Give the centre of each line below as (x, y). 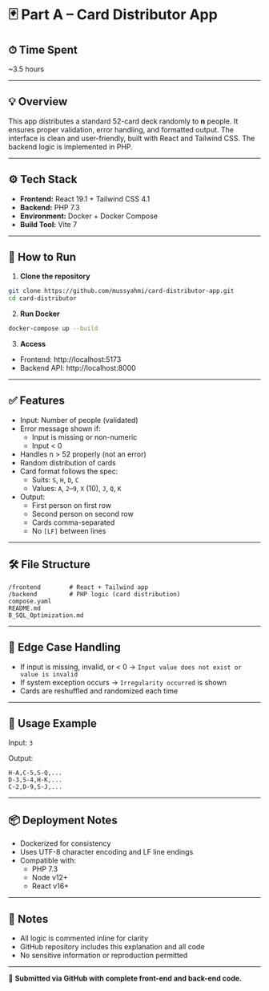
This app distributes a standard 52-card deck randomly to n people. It (123, 121)
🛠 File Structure (49, 565)
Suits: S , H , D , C (55, 479)
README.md (25, 608)
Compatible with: (48, 861)
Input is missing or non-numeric (84, 437)
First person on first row (72, 505)
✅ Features (37, 401)
